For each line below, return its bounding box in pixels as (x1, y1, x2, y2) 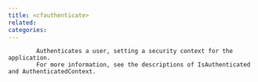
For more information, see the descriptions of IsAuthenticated (36, 61, 251, 69)
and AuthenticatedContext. (8, 68, 96, 76)
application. (8, 54, 51, 62)
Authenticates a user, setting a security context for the (36, 48, 234, 55)
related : (8, 19, 37, 27)
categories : (8, 26, 47, 34)
